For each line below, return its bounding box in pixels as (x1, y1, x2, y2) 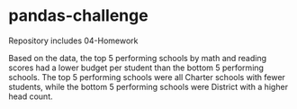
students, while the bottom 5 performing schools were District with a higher (8, 81, 289, 92)
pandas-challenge (8, 5, 149, 26)
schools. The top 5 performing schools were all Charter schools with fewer (8, 71, 285, 82)
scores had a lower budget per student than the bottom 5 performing (8, 62, 265, 73)
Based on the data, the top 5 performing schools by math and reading (8, 52, 267, 63)
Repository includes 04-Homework (8, 35, 139, 46)
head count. (8, 91, 53, 102)
